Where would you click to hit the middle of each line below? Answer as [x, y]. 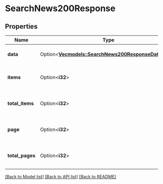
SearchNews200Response [60, 8]
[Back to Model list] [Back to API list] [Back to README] [61, 177]
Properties [21, 26]
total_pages [21, 156]
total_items [21, 103]
